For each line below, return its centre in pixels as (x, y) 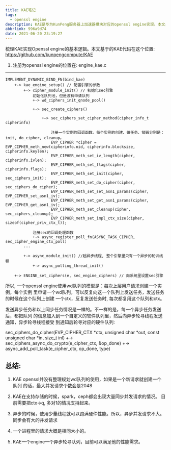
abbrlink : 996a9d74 (26, 29)
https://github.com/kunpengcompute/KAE (49, 55)
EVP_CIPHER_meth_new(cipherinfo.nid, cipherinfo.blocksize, (70, 147)
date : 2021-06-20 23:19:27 (34, 34)
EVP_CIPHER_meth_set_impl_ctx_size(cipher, (97, 218)
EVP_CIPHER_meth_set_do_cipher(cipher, (93, 183)
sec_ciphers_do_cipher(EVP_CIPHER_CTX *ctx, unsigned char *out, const (82, 332)
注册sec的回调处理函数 (53, 233)
